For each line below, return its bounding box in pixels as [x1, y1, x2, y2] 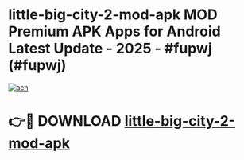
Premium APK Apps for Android [8, 22, 221, 41]
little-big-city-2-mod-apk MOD [8, 6, 218, 24]
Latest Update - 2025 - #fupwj [8, 40, 212, 57]
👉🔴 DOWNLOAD [8, 112, 122, 131]
